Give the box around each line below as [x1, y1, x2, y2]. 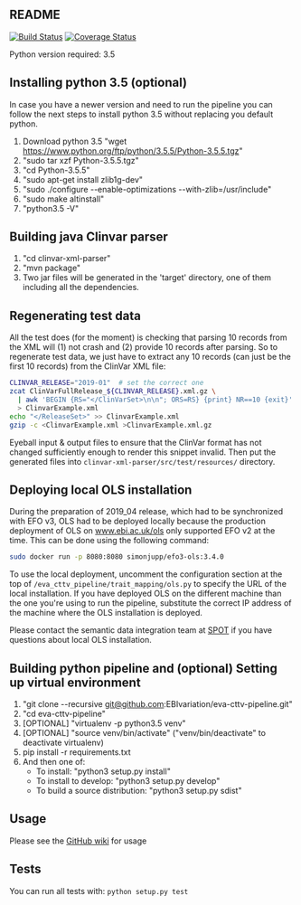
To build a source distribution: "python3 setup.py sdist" [35, 786, 242, 796]
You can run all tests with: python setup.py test [9, 885, 189, 896]
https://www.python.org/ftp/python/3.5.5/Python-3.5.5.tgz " [22, 145, 243, 156]
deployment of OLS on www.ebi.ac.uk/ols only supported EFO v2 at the [9, 525, 276, 536]
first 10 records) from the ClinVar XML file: [9, 361, 166, 372]
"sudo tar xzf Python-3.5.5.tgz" [22, 155, 140, 165]
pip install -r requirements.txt [22, 747, 131, 758]
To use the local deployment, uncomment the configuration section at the [9, 569, 283, 580]
